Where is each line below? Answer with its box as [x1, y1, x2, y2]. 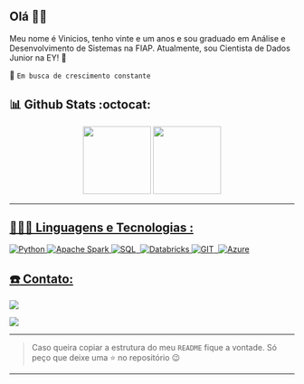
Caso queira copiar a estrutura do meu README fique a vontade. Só [31, 342, 278, 353]
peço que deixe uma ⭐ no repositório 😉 [31, 352, 181, 363]
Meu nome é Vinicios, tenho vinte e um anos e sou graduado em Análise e [9, 33, 287, 43]
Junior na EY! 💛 [9, 52, 67, 63]
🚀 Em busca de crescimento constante [9, 70, 151, 80]
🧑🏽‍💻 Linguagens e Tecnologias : [9, 220, 195, 236]
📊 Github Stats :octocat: [9, 97, 151, 113]
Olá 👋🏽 [9, 9, 48, 24]
